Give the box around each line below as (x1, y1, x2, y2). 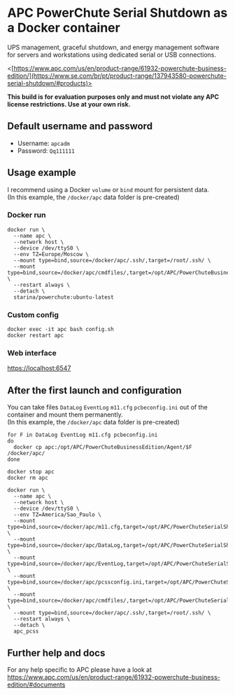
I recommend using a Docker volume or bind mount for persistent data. (7, 185, 210, 194)
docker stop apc (7, 468, 55, 475)
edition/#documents (7, 680, 66, 689)
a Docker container (7, 20, 120, 36)
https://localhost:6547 (7, 364, 71, 372)
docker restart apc (7, 332, 64, 339)
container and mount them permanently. (7, 410, 124, 419)
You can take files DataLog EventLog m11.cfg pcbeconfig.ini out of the (7, 403, 208, 412)
